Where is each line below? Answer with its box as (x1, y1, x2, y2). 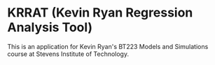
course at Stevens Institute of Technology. (7, 50, 130, 58)
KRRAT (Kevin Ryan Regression (7, 5, 193, 21)
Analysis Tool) (7, 19, 93, 35)
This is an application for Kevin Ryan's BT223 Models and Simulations (7, 42, 209, 50)
